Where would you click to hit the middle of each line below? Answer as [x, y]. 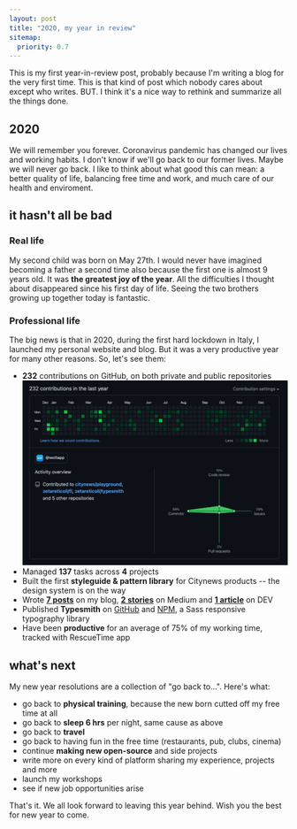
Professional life [45, 320]
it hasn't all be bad [61, 215]
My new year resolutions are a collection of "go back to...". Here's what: [140, 687]
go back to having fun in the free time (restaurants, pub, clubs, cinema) [152, 741]
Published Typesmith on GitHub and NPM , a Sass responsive [133, 610]
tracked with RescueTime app [76, 638]
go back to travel [53, 732]
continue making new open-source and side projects [120, 751]
